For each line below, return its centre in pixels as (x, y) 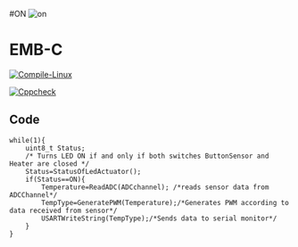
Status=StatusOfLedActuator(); (83, 171)
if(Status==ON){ (56, 179)
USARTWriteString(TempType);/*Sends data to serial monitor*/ (159, 218)
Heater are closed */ (50, 164)
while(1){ (28, 140)
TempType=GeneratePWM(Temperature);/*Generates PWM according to (166, 202)
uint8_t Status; (56, 148)
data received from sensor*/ (63, 210)
